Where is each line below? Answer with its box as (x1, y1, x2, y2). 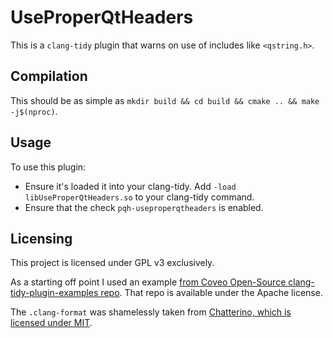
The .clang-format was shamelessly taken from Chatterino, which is (10, 306, 292, 318)
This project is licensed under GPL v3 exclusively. (10, 257, 215, 269)
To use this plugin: (10, 161, 87, 173)
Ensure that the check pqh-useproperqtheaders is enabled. (24, 201, 264, 213)
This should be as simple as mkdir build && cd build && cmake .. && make (10, 94, 320, 106)
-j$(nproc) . (10, 105, 58, 117)
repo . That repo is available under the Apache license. (100, 287, 323, 299)
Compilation (10, 68, 88, 85)
